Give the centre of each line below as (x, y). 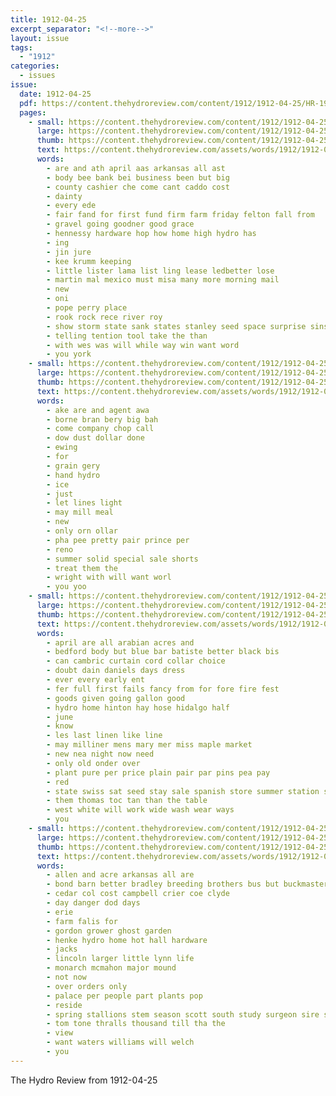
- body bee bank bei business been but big (138, 177)
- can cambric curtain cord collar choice (136, 661)
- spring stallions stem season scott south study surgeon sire (183, 1014)
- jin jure (69, 252)
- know (60, 726)
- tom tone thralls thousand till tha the (136, 1024)
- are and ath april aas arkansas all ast (136, 168)
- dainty (64, 196)
